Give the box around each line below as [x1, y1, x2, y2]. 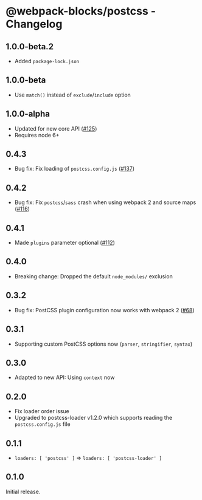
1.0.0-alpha [5, 109, 50, 119]
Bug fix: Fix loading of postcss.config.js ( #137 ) [14, 165, 135, 173]
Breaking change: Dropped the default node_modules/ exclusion [14, 272, 173, 280]
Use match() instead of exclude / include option [14, 91, 131, 98]
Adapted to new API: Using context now [14, 374, 115, 381]
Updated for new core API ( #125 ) [14, 125, 97, 132]
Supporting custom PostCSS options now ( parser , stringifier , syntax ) [14, 340, 193, 348]
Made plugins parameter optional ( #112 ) [14, 239, 115, 247]
